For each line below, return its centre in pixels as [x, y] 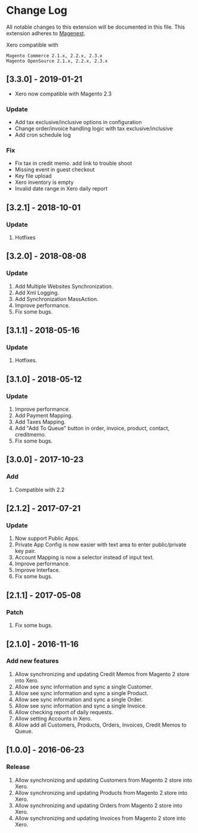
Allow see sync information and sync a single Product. [81, 693]
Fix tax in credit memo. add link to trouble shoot [73, 163]
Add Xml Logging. [37, 293]
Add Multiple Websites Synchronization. [64, 286]
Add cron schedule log [43, 135]
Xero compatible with [32, 45]
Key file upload [33, 176]
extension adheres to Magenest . [46, 33]
